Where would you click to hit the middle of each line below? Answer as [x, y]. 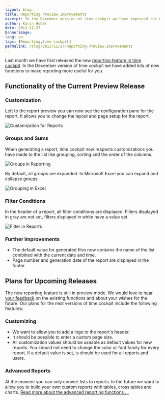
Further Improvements [32, 239]
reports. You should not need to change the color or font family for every [86, 348]
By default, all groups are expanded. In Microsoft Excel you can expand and [82, 173]
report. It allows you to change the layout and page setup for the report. [78, 116]
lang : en [14, 37]
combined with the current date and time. [54, 255]
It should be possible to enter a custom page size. [63, 337]
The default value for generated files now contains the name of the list [83, 250]
